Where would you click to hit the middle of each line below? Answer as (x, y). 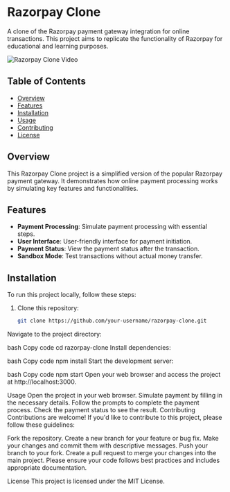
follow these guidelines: (41, 425)
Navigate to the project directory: (54, 334)
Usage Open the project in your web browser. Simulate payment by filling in (115, 396)
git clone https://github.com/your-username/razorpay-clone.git (112, 321)
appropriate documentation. (47, 468)
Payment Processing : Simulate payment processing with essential (112, 227)
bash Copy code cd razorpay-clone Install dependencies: (89, 348)
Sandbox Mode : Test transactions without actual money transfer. (110, 256)
